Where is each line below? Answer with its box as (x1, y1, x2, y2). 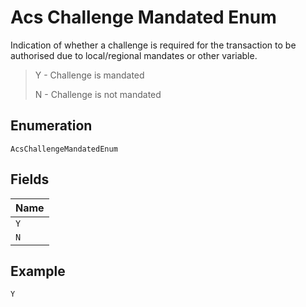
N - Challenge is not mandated (34, 88, 162, 100)
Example (10, 262, 66, 280)
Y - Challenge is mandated (34, 69, 145, 81)
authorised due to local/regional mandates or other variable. (10, 49, 258, 61)
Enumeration (10, 117, 93, 135)
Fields (10, 171, 50, 188)
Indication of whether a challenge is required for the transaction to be (10, 39, 297, 51)
